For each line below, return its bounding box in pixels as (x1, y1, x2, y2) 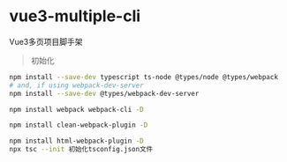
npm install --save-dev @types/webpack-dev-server (9, 89, 200, 98)
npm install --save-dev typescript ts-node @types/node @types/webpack (9, 72, 278, 81)
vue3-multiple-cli (9, 6, 141, 26)
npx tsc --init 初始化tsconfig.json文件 (9, 145, 153, 154)
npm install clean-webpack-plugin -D (9, 121, 148, 129)
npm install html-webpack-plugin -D (9, 136, 144, 146)
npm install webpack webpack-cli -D (9, 105, 144, 114)
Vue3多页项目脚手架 (9, 36, 83, 47)
